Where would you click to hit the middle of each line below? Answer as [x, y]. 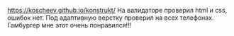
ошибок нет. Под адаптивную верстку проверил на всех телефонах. [111, 18]
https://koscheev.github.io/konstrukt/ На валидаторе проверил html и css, [117, 10]
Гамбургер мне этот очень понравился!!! [69, 25]
